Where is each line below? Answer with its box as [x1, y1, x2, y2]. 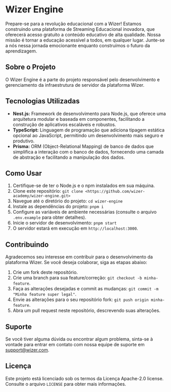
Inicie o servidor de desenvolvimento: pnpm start [12, 220, 117, 226]
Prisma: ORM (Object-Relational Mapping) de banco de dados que [12, 143, 154, 150]
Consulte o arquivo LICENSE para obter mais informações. [5, 381, 126, 387]
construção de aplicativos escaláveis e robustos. [12, 121, 117, 127]
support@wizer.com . [5, 347, 50, 353]
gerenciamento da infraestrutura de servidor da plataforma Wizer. [5, 82, 145, 88]
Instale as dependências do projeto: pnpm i [12, 203, 104, 210]
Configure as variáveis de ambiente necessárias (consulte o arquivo [12, 209, 157, 215]
